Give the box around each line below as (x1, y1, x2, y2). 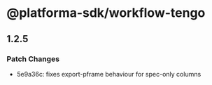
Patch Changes (6, 54, 60, 64)
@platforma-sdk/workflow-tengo (6, 5, 206, 21)
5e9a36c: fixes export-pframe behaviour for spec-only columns (16, 70, 202, 78)
